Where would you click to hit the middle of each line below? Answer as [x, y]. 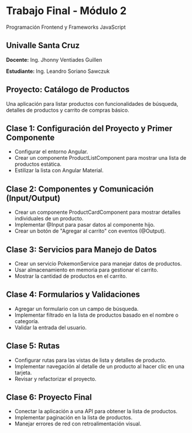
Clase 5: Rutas [33, 346]
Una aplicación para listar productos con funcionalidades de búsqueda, [92, 103]
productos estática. [38, 164]
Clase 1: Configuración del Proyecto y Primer [89, 128]
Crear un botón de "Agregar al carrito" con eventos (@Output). [90, 231]
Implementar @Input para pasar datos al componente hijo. [85, 225]
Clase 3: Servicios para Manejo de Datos [81, 249]
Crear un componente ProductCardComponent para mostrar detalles [97, 212]
